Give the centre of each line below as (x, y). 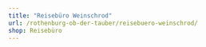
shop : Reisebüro (35, 30)
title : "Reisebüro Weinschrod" (60, 16)
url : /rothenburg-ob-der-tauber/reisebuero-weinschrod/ (103, 23)
